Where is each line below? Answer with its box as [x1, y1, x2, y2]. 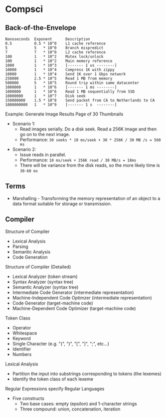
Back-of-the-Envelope [5, 23, 76, 32]
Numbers [12, 351, 32, 357]
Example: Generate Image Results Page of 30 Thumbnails [5, 111, 124, 117]
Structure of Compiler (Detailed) [5, 263, 71, 269]
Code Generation [12, 254, 48, 260]
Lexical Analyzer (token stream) [12, 273, 78, 279]
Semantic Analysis [12, 248, 51, 254]
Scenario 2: [12, 146, 36, 152]
